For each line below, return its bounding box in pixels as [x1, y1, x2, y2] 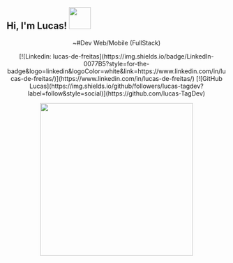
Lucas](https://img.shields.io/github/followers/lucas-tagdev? [29, 82, 204, 90]
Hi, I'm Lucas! [6, 20, 68, 32]
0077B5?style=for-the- [83, 59, 150, 68]
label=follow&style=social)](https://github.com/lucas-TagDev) [27, 89, 206, 98]
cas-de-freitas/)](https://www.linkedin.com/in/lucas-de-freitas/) [10, 74, 195, 82]
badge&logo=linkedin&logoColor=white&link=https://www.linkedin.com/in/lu [7, 67, 226, 75]
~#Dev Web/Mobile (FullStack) [72, 38, 161, 47]
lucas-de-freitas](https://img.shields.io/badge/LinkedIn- [52, 52, 214, 60]
